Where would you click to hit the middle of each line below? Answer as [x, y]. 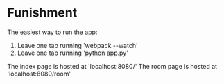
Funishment [42, 13]
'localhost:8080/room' [39, 74]
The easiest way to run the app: [52, 32]
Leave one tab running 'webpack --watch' [77, 45]
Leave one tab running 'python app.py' [72, 53]
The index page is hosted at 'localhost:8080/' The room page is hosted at [112, 66]
